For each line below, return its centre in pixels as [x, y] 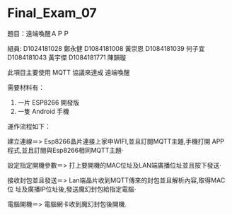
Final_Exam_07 [52, 13]
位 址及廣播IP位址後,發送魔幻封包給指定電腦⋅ [72, 189]
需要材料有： [26, 87]
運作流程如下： [29, 126]
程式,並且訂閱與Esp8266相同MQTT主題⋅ [65, 150]
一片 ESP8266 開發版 [48, 102]
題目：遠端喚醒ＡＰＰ [38, 33]
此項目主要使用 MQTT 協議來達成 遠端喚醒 [69, 72]
